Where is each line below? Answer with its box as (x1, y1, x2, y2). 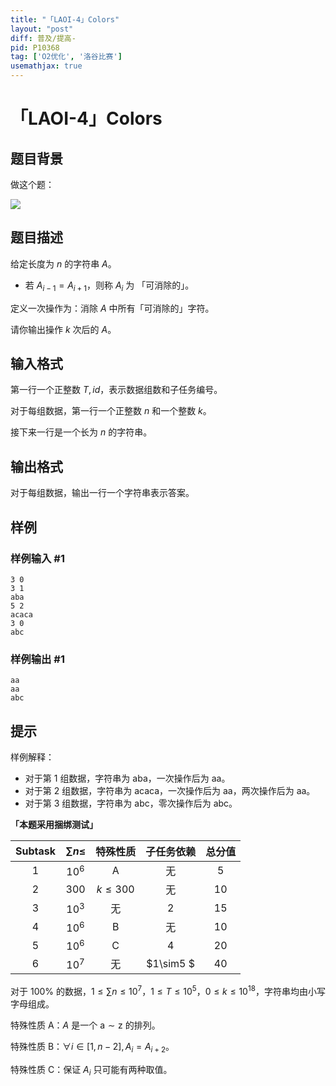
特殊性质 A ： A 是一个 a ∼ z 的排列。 (10, 1019, 161, 1031)
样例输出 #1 (10, 652, 65, 666)
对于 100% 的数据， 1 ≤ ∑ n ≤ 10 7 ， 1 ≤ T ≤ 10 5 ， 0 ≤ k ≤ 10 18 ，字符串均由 (10, 984, 308, 998)
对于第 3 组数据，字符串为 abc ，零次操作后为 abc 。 (24, 797, 238, 810)
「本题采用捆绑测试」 (10, 819, 98, 831)
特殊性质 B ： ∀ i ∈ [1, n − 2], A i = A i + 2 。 (10, 1041, 175, 1055)
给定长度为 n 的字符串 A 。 (10, 257, 117, 270)
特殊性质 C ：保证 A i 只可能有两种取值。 (10, 1063, 173, 1078)
